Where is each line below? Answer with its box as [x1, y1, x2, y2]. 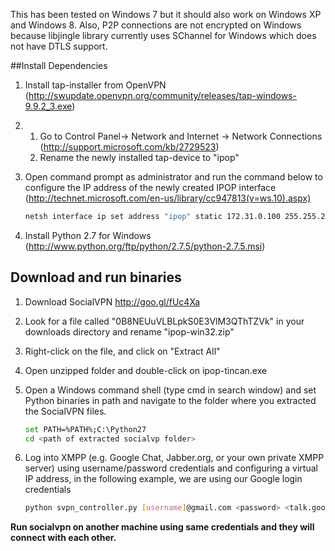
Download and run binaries [10, 269, 182, 286]
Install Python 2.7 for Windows [24, 229, 152, 241]
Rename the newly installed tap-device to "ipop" [39, 152, 240, 163]
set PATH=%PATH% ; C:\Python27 [24, 424, 147, 434]
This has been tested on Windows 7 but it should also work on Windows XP [10, 9, 322, 20]
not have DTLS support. [10, 40, 108, 52]
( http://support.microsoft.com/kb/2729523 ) [39, 141, 220, 153]
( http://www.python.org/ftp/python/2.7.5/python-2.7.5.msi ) [24, 240, 266, 252]
